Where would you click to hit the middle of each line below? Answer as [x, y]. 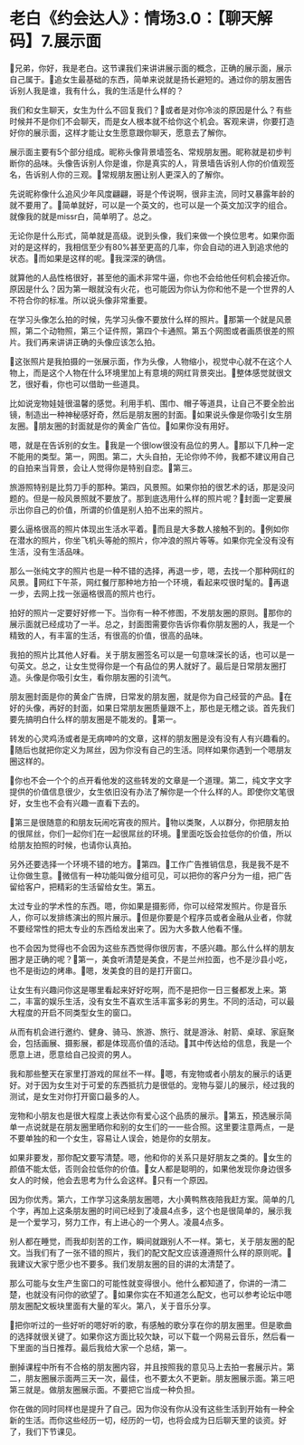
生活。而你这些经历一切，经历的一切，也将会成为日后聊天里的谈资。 [152, 1420]
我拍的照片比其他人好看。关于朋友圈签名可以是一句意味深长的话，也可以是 [148, 654]
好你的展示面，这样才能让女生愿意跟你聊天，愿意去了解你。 [120, 132]
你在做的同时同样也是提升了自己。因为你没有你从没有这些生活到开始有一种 [148, 1409]
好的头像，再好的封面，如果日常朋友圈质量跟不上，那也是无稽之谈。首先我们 [152, 708]
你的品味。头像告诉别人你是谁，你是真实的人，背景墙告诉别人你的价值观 [152, 163]
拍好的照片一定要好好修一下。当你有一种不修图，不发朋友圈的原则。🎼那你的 [151, 612]
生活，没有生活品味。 [49, 551]
